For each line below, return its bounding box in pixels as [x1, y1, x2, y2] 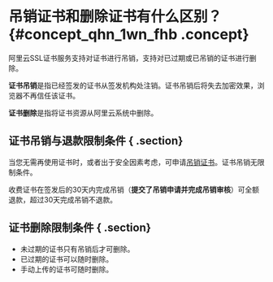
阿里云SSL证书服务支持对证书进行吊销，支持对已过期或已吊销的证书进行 [8, 53, 249, 63]
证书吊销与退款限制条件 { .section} [8, 134, 184, 148]
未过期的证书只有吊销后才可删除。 [19, 244, 135, 254]
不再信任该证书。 [22, 90, 80, 100]
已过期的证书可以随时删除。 [19, 254, 114, 264]
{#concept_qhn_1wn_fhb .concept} [8, 25, 249, 44]
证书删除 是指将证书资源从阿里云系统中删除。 [8, 107, 158, 118]
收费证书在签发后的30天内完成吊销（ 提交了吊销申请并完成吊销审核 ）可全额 [8, 184, 260, 194]
